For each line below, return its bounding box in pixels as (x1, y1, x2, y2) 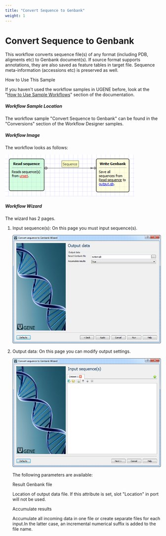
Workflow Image (5, 132, 41, 138)
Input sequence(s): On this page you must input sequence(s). (12, 225, 137, 231)
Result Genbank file (12, 481, 53, 487)
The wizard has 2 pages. (5, 215, 56, 221)
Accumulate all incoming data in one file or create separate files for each (12, 515, 161, 521)
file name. (12, 526, 33, 532)
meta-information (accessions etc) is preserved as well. (5, 67, 119, 73)
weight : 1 (5, 13, 26, 18)
